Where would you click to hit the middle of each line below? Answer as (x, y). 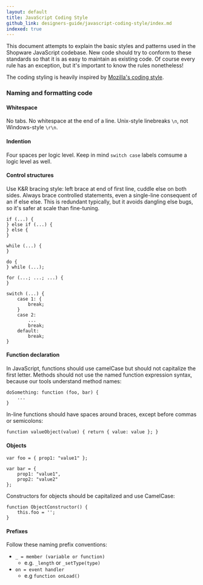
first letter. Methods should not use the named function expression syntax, (99, 375)
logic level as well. (29, 161)
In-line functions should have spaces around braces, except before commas (101, 414)
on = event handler (40, 570)
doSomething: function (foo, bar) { (52, 392)
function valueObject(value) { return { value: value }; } (82, 432)
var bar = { (21, 469)
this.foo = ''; (36, 513)
